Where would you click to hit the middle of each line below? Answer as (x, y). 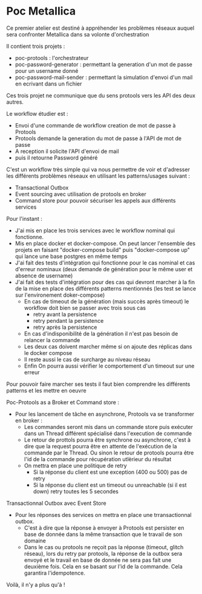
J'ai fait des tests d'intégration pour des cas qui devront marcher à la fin (105, 282)
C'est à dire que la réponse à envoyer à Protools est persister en (104, 528)
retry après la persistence (65, 327)
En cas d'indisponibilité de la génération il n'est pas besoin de (101, 333)
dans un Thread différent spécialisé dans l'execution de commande (108, 433)
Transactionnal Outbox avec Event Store (57, 503)
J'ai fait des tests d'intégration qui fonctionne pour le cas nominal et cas (105, 263)
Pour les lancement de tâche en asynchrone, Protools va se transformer (105, 414)
